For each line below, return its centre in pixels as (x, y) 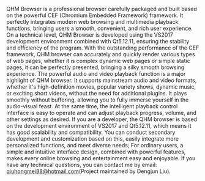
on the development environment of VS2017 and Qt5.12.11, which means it (99, 126)
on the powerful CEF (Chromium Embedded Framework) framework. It (95, 15)
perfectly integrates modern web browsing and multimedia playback (92, 22)
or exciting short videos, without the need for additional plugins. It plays (97, 93)
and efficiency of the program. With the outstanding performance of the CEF (103, 48)
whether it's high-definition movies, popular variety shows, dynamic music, (101, 87)
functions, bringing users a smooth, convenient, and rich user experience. (99, 28)
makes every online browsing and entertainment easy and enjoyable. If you (101, 158)
